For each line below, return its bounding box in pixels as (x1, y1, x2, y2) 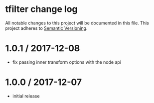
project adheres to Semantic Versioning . (5, 25, 88, 31)
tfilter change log (5, 3, 78, 15)
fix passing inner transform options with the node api (12, 59, 121, 65)
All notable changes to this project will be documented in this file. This (5, 20, 150, 26)
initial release (12, 93, 40, 99)
